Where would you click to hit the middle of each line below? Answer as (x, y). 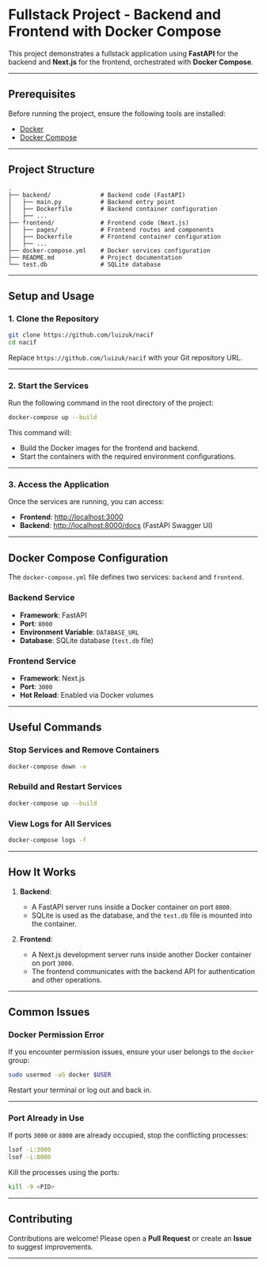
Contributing (40, 1219)
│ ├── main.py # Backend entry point (92, 202)
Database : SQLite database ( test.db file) (87, 640)
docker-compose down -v (47, 766)
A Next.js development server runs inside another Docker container (141, 954)
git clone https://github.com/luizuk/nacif (81, 335)
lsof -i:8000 (30, 1157)
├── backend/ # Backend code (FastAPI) (97, 195)
